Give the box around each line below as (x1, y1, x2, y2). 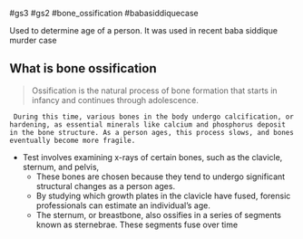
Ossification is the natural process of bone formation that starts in (31, 85, 279, 96)
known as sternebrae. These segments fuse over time (35, 219, 239, 230)
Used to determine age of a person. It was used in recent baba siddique (9, 25, 279, 35)
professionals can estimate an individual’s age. (35, 199, 210, 211)
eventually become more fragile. (9, 136, 136, 145)
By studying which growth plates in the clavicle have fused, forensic (35, 190, 291, 201)
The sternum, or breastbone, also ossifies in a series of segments (35, 209, 282, 220)
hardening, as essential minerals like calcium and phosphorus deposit (9, 119, 286, 129)
